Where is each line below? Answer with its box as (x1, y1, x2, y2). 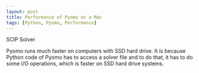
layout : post (6, 8, 39, 15)
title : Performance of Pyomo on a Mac (6, 14, 102, 20)
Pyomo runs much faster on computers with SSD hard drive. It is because (6, 47, 186, 55)
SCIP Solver (6, 36, 36, 43)
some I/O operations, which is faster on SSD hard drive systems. (6, 60, 165, 67)
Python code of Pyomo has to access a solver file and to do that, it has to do (6, 54, 193, 61)
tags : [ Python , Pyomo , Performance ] (6, 20, 97, 26)
